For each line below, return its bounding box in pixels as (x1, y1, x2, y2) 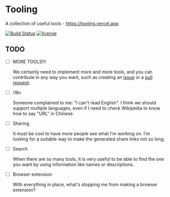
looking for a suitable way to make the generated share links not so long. (12, 136, 165, 142)
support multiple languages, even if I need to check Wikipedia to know (12, 105, 160, 111)
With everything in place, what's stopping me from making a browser (12, 182, 158, 188)
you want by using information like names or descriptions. (12, 161, 134, 167)
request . (12, 79, 31, 86)
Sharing (12, 120, 30, 126)
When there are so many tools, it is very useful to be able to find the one (12, 156, 164, 162)
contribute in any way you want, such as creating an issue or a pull (12, 74, 153, 80)
